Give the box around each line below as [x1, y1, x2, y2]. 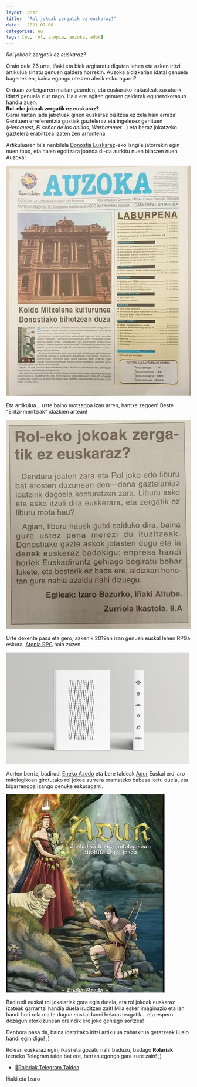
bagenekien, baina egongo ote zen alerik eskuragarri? [6, 75, 137, 82]
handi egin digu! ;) [6, 1035, 50, 1042]
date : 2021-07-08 [6, 22, 54, 28]
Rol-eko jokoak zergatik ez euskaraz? [6, 105, 100, 112]
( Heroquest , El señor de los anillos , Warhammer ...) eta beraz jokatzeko [6, 124, 178, 131]
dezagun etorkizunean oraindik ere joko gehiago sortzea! [6, 1017, 144, 1024]
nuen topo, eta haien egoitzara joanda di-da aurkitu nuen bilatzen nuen [6, 147, 178, 155]
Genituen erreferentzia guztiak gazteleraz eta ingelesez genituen [6, 118, 163, 125]
